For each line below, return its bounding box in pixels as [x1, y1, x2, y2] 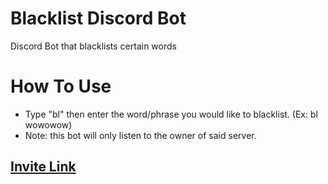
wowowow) [24, 118, 73, 131]
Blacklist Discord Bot [10, 7, 187, 30]
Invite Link [10, 158, 77, 176]
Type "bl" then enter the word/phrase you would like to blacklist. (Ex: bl [24, 108, 318, 120]
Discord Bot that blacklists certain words [10, 40, 177, 52]
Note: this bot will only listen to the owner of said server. [24, 129, 257, 141]
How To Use [10, 75, 112, 98]
